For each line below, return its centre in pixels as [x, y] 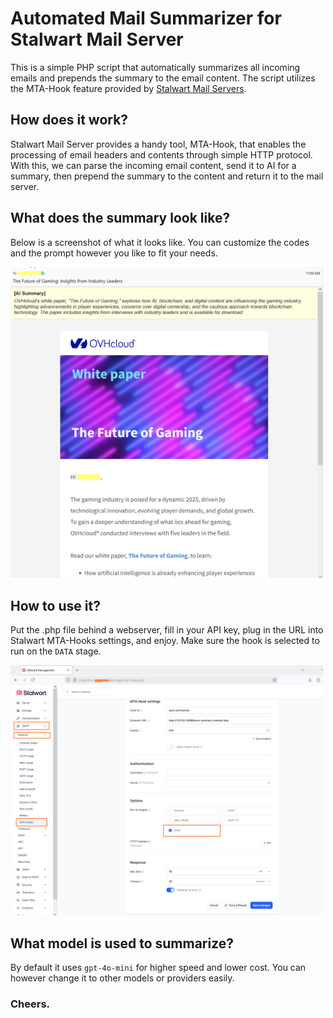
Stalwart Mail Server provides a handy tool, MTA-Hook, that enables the [158, 144]
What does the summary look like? [120, 218]
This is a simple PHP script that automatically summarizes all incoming [155, 67]
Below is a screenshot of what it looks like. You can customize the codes [160, 242]
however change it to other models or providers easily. [122, 978]
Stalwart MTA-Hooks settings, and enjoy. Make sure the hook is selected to [165, 640]
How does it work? [69, 120]
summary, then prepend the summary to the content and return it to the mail [167, 176]
